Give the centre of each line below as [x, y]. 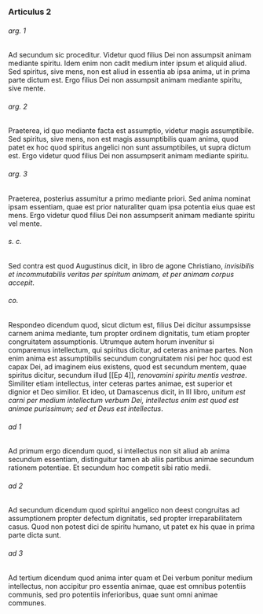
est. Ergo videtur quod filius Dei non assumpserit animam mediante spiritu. [129, 156]
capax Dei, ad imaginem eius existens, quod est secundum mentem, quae [128, 366]
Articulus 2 [30, 12]
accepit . [22, 283]
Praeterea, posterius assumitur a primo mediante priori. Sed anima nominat [130, 198]
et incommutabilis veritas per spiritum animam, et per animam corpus [121, 274]
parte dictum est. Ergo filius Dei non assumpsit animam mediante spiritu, [125, 80]
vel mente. [25, 224]
